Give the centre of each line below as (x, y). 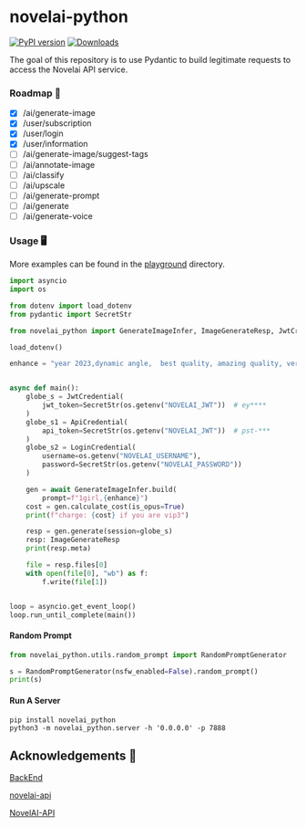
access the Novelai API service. (69, 69)
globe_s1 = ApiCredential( (77, 422)
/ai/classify (43, 174)
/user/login (43, 133)
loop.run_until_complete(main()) (73, 615)
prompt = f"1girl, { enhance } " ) (95, 498)
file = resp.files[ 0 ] (66, 565)
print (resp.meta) (59, 549)
